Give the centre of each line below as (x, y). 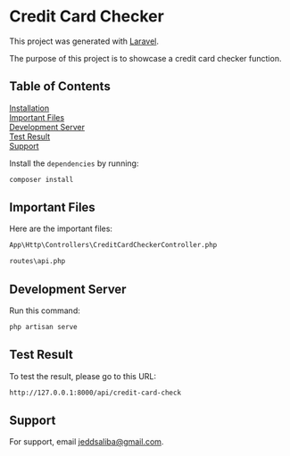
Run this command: (45, 311)
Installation (29, 108)
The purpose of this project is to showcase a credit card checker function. (145, 58)
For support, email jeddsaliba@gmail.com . (87, 442)
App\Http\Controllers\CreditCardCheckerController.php (113, 245)
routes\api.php (37, 261)
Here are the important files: (61, 228)
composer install (41, 179)
